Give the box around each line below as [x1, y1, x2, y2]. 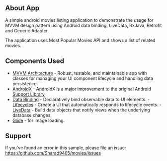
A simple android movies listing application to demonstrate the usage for [5, 17, 154, 23]
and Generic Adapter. [5, 27, 49, 34]
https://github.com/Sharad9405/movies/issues [5, 150, 101, 156]
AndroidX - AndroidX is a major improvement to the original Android [12, 86, 152, 92]
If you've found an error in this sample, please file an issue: [5, 145, 126, 151]
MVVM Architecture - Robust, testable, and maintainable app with [12, 70, 147, 76]
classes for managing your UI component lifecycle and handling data [12, 75, 153, 81]
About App [5, 4, 40, 12]
